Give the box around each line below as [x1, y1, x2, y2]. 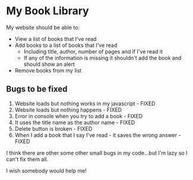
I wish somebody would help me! [6, 167, 87, 174]
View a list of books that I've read [14, 35, 97, 42]
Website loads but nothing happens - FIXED [14, 106, 122, 113]
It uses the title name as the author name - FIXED [14, 119, 135, 126]
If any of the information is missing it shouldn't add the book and [23, 54, 182, 61]
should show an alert [23, 61, 75, 68]
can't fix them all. [6, 156, 49, 163]
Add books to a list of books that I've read [14, 42, 118, 49]
